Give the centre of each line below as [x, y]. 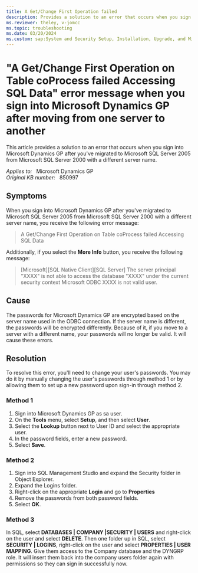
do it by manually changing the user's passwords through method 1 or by [95, 379]
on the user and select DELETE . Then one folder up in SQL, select [86, 539]
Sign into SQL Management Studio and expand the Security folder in [98, 473]
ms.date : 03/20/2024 [32, 34]
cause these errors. [30, 340]
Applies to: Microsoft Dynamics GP [50, 171]
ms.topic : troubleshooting [39, 28]
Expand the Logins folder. [46, 485]
